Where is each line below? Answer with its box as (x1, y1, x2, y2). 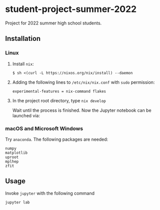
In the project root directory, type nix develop (12, 97, 106, 103)
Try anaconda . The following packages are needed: (5, 136, 108, 142)
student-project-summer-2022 (5, 3, 137, 15)
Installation (5, 34, 41, 43)
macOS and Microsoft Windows (5, 125, 83, 132)
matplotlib (5, 150, 28, 155)
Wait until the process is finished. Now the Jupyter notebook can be (12, 107, 152, 113)
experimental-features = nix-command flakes (12, 89, 106, 94)
